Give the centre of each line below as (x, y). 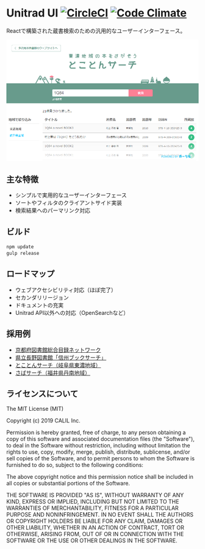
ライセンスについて (42, 394)
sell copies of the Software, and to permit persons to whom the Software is (101, 459)
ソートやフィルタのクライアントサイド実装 (68, 203)
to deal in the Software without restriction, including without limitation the (98, 446)
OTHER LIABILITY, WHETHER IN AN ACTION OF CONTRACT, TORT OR (95, 528)
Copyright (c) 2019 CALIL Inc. (43, 421)
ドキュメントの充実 (39, 305)
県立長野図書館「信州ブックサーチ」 (61, 357)
